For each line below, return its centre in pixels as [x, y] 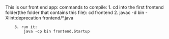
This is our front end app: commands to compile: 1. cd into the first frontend [84, 7]
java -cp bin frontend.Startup [57, 31]
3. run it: [26, 27]
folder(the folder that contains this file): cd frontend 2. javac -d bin [75, 12]
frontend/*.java [58, 18]
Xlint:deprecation [23, 18]
